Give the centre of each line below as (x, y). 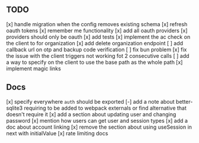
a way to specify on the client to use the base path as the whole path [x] (94, 62)
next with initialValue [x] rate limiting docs (57, 133)
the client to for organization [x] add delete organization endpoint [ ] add (95, 43)
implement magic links (34, 69)
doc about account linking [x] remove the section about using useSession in (99, 127)
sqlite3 (14, 108)
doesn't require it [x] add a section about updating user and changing (91, 114)
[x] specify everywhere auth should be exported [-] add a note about (91, 101)
